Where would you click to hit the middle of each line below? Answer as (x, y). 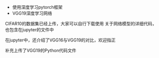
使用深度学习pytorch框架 (37, 7)
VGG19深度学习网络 (32, 13)
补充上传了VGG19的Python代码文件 (41, 50)
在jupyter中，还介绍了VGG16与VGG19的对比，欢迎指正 (60, 40)
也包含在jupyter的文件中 (30, 30)
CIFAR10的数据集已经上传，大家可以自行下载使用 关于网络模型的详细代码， (81, 24)
